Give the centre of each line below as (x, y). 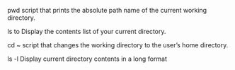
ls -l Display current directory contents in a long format (87, 59)
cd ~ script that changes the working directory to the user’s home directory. (118, 45)
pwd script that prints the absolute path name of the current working (107, 10)
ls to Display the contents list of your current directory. (87, 31)
